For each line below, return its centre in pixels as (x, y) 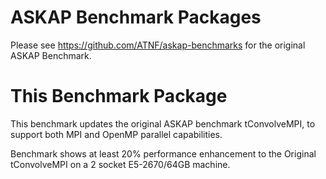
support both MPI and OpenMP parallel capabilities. (116, 134)
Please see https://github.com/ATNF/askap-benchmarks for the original (158, 45)
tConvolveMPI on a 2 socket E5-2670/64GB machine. (120, 164)
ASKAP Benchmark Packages (136, 17)
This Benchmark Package (119, 96)
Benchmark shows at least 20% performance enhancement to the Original (163, 153)
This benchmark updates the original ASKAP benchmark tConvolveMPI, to (163, 123)
